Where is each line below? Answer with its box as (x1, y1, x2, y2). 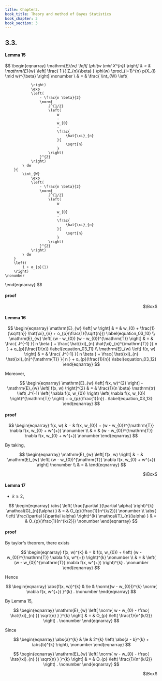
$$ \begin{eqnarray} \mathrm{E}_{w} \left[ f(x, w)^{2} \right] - (19, 380, 143, 386)
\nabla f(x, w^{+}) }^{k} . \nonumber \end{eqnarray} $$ (26, 588, 136, 594)
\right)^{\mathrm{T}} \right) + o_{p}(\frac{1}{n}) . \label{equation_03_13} (10, 396, 153, 402)
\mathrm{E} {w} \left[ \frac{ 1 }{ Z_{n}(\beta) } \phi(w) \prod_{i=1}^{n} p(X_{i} (5, 68, 156, 74)
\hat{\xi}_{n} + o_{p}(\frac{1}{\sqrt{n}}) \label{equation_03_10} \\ (28, 330, 155, 337)
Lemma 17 (5, 482, 26, 488)
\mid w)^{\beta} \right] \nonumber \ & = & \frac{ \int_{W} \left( (5, 73, 128, 79)
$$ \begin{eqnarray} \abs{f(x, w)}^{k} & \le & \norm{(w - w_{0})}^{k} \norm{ (5, 583, 157, 589)
